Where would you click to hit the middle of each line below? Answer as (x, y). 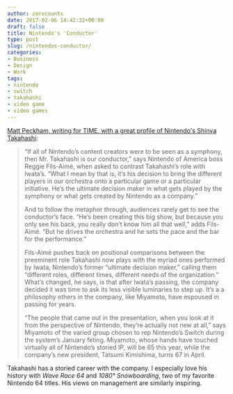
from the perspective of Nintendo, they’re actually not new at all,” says (125, 325)
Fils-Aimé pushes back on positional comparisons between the (114, 252)
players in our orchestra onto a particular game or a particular (113, 181)
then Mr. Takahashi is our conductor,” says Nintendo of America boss (123, 159)
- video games (28, 111)
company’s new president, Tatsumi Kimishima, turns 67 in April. (115, 354)
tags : (15, 78)
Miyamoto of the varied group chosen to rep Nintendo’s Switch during (124, 332)
